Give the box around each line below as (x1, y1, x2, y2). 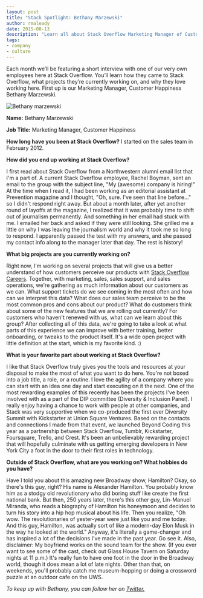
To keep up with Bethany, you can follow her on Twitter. (6, 585, 145, 592)
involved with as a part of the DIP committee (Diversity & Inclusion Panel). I (6, 395, 192, 402)
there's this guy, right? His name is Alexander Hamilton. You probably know (6, 483, 194, 490)
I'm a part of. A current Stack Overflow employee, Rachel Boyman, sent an (6, 174, 192, 181)
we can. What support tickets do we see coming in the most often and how (6, 287, 193, 295)
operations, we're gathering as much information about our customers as (6, 281, 188, 289)
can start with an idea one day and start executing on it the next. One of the (6, 382, 195, 389)
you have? (6, 465, 33, 472)
